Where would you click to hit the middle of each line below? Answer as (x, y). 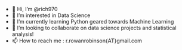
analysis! (23, 34)
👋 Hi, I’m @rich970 (35, 9)
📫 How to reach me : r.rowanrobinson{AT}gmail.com (77, 41)
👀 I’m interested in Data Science (51, 15)
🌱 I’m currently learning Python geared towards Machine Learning (93, 21)
